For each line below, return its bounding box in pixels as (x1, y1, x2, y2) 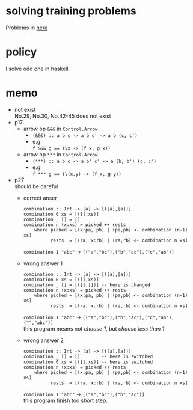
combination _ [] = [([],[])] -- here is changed (23, 281, 151, 288)
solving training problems (5, 4, 136, 18)
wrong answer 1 (23, 260, 63, 267)
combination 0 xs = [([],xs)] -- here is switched (23, 359, 153, 365)
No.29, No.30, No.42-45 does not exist (14, 112, 112, 120)
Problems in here (5, 24, 48, 31)
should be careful (14, 182, 58, 190)
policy (5, 45, 37, 59)
